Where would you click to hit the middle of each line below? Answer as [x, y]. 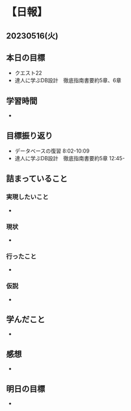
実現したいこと [27, 197]
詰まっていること [37, 179]
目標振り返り [30, 136]
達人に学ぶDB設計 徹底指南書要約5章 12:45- [70, 158]
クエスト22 [28, 73]
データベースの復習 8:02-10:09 [52, 151]
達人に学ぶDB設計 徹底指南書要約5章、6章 [68, 80]
